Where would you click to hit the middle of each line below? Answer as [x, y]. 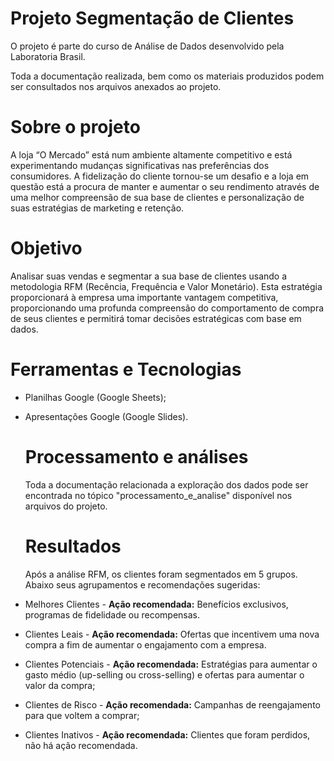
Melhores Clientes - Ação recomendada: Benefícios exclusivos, [156, 604]
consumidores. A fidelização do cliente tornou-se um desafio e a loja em [160, 176]
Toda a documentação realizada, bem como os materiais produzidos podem [167, 76]
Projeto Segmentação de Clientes [152, 18]
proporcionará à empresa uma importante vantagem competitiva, [144, 297]
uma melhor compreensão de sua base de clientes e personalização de [157, 197]
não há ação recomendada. [81, 745]
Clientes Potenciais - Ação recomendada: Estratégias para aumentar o [171, 664]
